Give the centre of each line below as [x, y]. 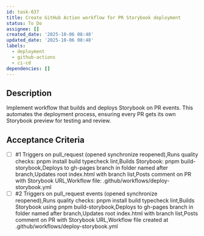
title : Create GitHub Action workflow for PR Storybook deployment [94, 18]
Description [29, 93]
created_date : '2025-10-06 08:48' [50, 35]
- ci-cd [22, 63]
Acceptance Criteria [45, 140]
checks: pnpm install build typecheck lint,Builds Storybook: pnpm [97, 161]
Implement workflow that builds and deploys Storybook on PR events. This [100, 108]
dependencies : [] [28, 68]
